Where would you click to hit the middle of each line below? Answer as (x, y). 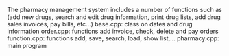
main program (27, 46)
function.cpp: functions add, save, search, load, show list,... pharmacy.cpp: (113, 38)
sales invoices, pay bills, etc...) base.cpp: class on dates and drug (100, 24)
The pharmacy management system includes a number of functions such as (115, 10)
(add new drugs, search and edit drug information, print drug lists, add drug (114, 17)
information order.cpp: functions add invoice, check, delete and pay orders (113, 31)
